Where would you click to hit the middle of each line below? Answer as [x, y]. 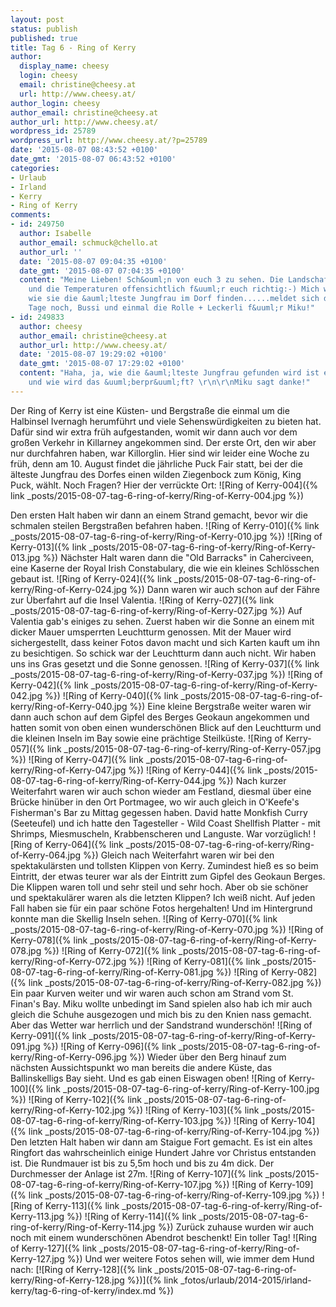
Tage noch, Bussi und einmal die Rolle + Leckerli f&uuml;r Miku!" [171, 308]
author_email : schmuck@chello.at [89, 242]
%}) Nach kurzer [252, 780]
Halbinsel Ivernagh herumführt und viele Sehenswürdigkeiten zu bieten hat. [166, 421]
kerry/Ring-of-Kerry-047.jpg [68, 770]
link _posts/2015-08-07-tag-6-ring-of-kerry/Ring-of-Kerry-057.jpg [184, 748]
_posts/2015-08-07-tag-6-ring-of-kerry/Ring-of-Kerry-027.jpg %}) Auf [156, 610]
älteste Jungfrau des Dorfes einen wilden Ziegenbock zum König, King [156, 474]
